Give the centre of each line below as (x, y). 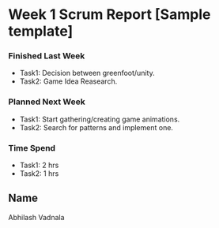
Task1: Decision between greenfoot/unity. (87, 73)
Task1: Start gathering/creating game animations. (100, 119)
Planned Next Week (47, 102)
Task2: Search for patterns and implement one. (96, 127)
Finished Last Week (47, 56)
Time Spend (32, 148)
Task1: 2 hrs (39, 165)
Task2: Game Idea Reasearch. (68, 81)
